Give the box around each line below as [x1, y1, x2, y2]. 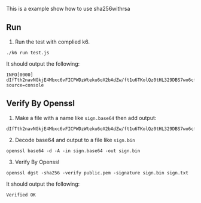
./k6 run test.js [6, 50, 50, 56]
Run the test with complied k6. [14, 38, 90, 45]
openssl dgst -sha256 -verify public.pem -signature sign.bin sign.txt [6, 170, 188, 176]
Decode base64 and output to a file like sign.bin [14, 136, 136, 143]
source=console [6, 82, 44, 88]
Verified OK [6, 192, 36, 198]
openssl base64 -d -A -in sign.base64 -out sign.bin [6, 147, 141, 154]
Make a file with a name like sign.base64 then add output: [14, 114, 157, 121]
